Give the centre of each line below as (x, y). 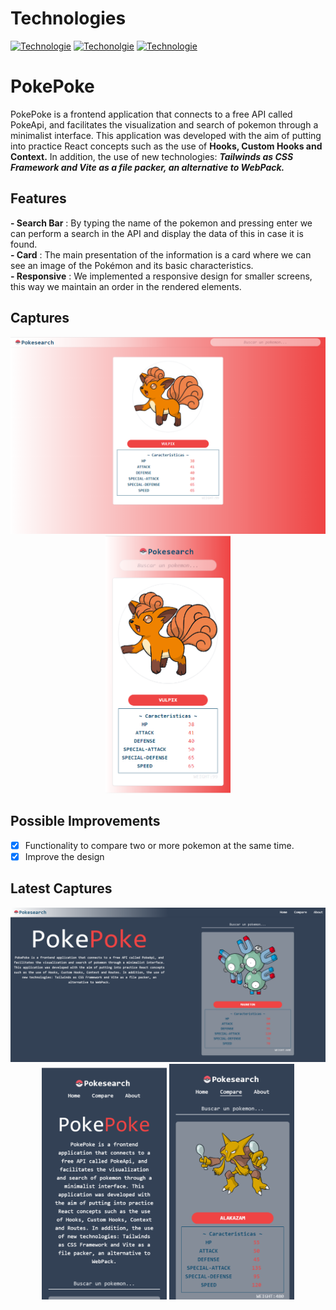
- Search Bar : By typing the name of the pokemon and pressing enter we (161, 223)
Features (38, 198)
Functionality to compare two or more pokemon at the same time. (159, 845)
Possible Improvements (85, 821)
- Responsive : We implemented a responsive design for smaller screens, (161, 276)
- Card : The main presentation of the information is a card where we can (161, 254)
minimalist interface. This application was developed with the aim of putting (166, 135)
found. (24, 244)
